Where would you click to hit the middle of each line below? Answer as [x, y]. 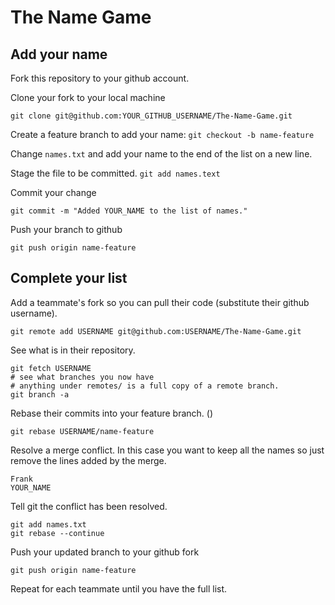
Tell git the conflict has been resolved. [89, 506]
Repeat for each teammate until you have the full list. [119, 588]
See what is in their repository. [73, 350]
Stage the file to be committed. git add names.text [115, 173]
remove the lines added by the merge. [88, 460]
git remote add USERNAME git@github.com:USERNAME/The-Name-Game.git [156, 331]
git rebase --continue [57, 533]
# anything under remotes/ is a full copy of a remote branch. [145, 386]
